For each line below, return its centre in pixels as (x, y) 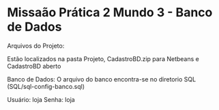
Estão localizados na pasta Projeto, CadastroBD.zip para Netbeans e (103, 58)
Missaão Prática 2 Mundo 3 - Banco (110, 13)
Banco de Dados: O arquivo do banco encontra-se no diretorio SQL (102, 79)
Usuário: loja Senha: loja (41, 99)
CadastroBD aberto (34, 66)
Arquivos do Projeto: (36, 45)
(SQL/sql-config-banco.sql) (46, 86)
